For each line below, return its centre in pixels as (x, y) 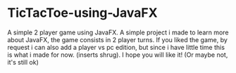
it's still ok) (23, 62)
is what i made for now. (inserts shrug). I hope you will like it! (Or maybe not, (118, 55)
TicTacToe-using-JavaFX (82, 13)
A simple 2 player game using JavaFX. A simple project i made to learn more (118, 32)
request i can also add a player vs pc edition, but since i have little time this (116, 47)
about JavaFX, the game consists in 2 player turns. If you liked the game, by (117, 39)
